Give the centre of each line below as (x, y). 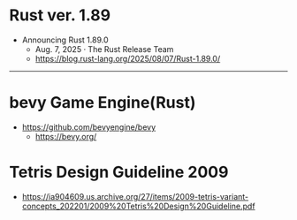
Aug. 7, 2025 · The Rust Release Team (104, 49)
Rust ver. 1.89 (60, 15)
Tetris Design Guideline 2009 (119, 172)
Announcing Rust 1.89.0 (65, 40)
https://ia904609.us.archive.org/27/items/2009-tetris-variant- (135, 196)
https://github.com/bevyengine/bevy (89, 127)
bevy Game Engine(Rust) (103, 103)
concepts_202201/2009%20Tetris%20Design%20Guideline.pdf (138, 206)
